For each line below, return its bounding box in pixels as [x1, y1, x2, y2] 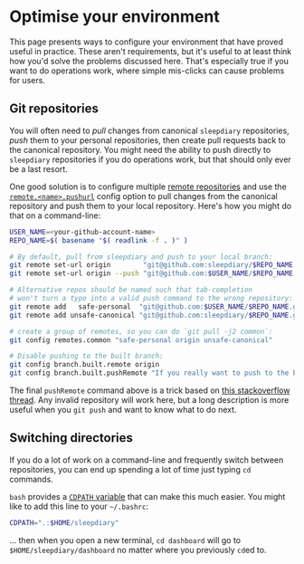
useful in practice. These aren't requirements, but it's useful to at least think [9, 45, 292, 56]
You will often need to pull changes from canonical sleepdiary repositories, [9, 125, 290, 136]
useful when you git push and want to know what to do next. [9, 405, 237, 415]
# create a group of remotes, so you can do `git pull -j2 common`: [9, 327, 273, 336]
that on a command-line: [9, 210, 101, 221]
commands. [9, 473, 54, 484]
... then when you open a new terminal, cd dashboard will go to [9, 534, 242, 545]
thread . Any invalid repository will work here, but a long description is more [9, 395, 290, 405]
